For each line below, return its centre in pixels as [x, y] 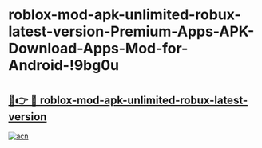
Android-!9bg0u [64, 66]
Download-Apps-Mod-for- [98, 49]
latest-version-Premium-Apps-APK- [131, 31]
